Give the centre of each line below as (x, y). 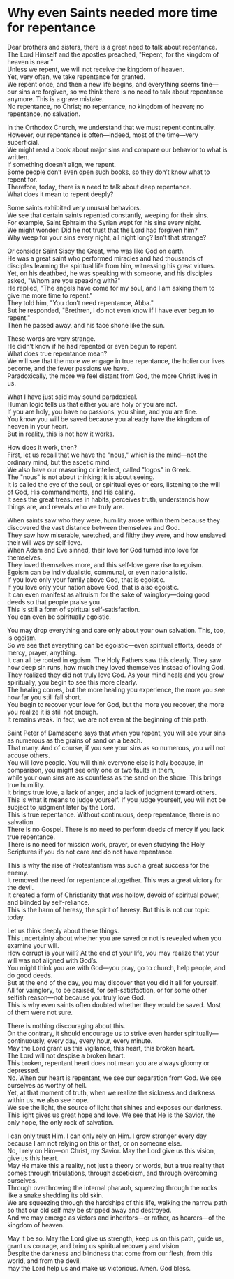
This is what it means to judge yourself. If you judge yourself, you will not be (116, 799)
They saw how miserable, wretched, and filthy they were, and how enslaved (117, 535)
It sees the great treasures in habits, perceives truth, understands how (108, 499)
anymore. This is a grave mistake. (56, 98)
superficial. (23, 142)
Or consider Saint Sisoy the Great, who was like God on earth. (96, 251)
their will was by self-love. (45, 542)
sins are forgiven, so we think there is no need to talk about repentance (121, 92)
